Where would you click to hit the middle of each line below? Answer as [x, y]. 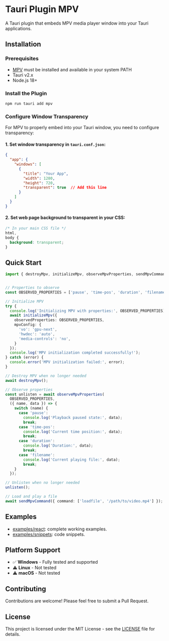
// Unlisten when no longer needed [43, 483]
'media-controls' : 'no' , [45, 339]
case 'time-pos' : [37, 427]
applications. [18, 28]
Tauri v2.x [23, 75]
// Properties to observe [32, 288]
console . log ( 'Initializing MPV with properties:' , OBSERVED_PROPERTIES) [88, 311]
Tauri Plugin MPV [42, 9]
